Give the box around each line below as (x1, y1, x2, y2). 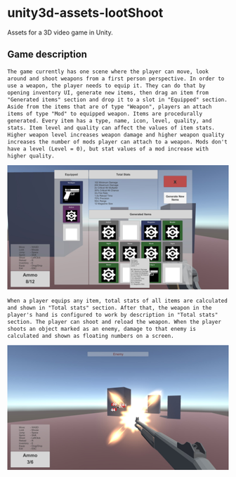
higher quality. (7, 152, 55, 159)
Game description (7, 48, 88, 60)
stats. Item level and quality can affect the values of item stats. (7, 124, 216, 131)
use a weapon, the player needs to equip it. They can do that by (7, 82, 206, 89)
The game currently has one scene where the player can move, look (7, 68, 209, 75)
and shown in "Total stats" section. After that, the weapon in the (7, 304, 212, 312)
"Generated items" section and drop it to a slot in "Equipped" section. (7, 96, 228, 103)
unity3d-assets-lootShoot (7, 5, 164, 21)
